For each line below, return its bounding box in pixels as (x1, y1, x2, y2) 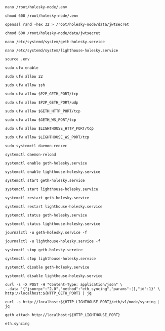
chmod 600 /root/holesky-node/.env (5, 13, 79, 18)
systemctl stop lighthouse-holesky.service (5, 256, 96, 261)
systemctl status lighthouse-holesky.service (5, 221, 100, 226)
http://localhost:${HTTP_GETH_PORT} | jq (5, 291, 92, 296)
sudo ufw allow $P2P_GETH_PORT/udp (5, 100, 79, 105)
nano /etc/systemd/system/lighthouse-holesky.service (5, 48, 119, 53)
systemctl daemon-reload (5, 152, 56, 157)
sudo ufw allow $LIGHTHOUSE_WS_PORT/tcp (5, 135, 90, 140)
